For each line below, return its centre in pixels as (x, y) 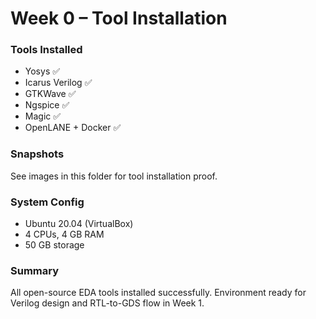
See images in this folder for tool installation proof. (114, 176)
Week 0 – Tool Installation (119, 18)
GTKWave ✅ (50, 94)
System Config (47, 202)
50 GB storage (54, 245)
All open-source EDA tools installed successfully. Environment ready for (158, 293)
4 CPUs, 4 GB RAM (64, 234)
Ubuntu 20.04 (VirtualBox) (79, 224)
